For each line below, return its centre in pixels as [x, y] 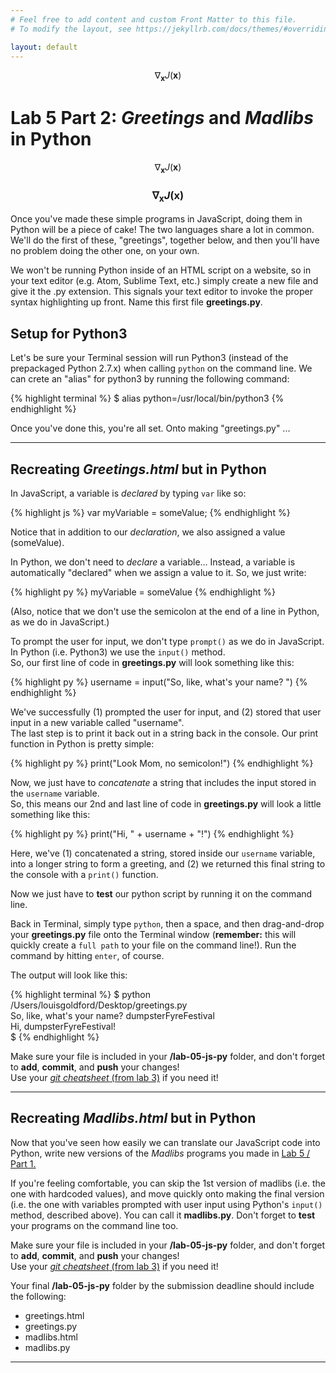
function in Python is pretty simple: [82, 744]
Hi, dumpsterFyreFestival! [63, 1027]
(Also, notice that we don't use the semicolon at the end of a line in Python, [165, 612]
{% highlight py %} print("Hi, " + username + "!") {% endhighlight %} [152, 834]
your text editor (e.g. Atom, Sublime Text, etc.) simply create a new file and [164, 281]
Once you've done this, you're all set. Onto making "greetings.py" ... [150, 428]
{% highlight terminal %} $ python [81, 995]
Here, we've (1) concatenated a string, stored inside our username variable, [163, 853]
